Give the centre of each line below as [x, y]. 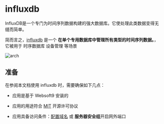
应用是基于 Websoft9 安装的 [40, 95]
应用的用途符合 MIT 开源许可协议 [45, 106]
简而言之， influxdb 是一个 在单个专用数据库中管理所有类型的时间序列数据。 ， [82, 40]
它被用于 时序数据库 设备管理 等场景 [41, 46]
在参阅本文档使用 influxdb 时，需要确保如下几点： [55, 85]
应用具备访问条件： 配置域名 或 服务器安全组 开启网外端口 [69, 116]
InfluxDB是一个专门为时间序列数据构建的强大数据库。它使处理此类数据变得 [80, 23]
